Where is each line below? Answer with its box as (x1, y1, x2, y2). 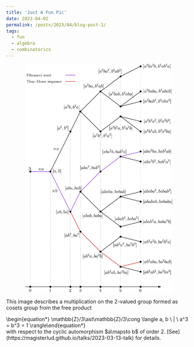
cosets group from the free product (6, 304, 92, 311)
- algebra (11, 41, 35, 46)
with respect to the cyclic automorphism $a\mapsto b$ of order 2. (6, 328, 166, 335)
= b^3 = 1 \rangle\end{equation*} (6, 322, 86, 329)
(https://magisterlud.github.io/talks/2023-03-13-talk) (6, 334, 134, 341)
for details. (135, 334, 162, 341)
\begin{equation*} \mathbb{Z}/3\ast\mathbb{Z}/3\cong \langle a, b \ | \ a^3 (6, 315, 189, 322)
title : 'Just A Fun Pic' (6, 9, 67, 15)
